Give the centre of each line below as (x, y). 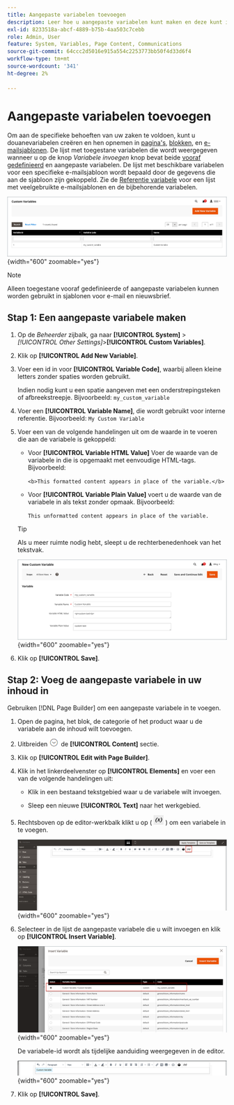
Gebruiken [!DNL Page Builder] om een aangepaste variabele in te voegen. (114, 708)
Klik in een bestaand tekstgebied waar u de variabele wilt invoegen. (124, 791)
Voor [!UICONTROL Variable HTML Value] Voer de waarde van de (123, 452)
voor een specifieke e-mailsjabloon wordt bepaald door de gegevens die (111, 172)
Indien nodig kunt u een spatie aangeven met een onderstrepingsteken (119, 389)
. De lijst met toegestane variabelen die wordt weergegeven (132, 150)
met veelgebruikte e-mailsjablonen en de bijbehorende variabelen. (102, 187)
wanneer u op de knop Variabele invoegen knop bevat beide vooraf (104, 157)
